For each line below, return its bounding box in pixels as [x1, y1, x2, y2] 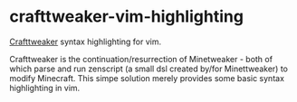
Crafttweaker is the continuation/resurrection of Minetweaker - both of [9, 53, 273, 64]
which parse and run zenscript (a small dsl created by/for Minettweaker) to [9, 63, 288, 74]
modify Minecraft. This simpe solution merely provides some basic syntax [9, 72, 285, 83]
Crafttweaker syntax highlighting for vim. [9, 36, 162, 47]
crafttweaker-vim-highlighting [9, 6, 244, 27]
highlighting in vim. [9, 82, 81, 93]
